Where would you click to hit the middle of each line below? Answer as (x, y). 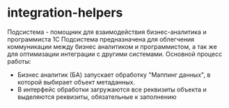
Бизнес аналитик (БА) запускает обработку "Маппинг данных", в (114, 75)
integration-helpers (65, 13)
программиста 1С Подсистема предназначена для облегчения (101, 39)
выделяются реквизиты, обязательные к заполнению (97, 97)
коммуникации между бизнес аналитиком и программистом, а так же (112, 46)
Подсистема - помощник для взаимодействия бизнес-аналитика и (107, 32)
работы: (19, 61)
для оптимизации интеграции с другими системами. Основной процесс (115, 54)
